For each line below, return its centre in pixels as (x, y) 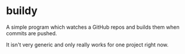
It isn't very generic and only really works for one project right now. (88, 45)
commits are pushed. (32, 33)
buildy (22, 11)
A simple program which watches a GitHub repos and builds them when (93, 27)
